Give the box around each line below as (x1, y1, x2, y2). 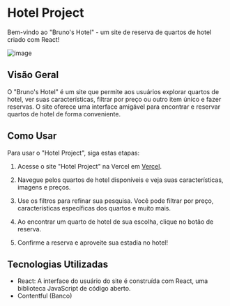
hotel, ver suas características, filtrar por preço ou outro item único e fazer (7, 95, 222, 103)
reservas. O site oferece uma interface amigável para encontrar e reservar (7, 102, 221, 111)
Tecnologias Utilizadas (7, 258, 109, 270)
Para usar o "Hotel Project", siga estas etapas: (7, 148, 140, 157)
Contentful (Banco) (17, 291, 72, 300)
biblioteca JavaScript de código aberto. (17, 284, 131, 293)
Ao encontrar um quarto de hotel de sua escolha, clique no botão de (17, 217, 214, 226)
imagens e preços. (17, 183, 71, 191)
